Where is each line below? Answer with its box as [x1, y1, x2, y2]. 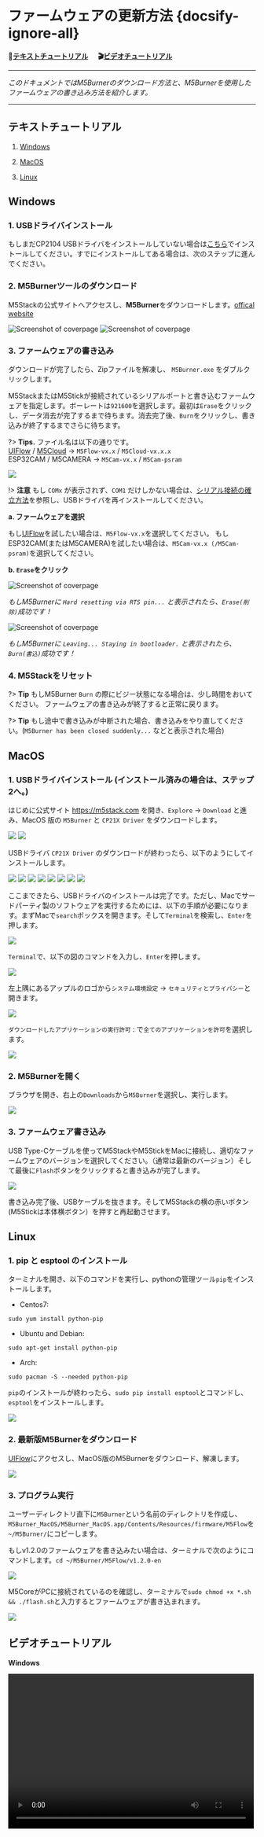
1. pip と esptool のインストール [8, 1255, 128, 1266]
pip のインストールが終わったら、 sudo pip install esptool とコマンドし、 [8, 1388, 248, 1397]
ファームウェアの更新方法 [8, 7, 174, 25]
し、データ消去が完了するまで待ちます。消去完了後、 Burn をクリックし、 [8, 410, 242, 421]
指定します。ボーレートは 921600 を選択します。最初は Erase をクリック [28, 401, 252, 410]
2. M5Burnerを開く [8, 1070, 82, 1081]
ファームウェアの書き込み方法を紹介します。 [8, 87, 152, 97]
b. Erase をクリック [8, 565, 69, 575]
